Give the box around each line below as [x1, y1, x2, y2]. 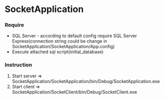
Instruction [5, 61, 33, 68]
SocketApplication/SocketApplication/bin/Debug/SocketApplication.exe [12, 78, 160, 84]
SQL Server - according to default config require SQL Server [12, 33, 137, 39]
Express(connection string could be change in [12, 38, 107, 44]
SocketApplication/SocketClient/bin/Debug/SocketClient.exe [12, 89, 137, 95]
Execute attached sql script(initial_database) [12, 49, 104, 55]
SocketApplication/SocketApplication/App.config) [12, 44, 115, 50]
